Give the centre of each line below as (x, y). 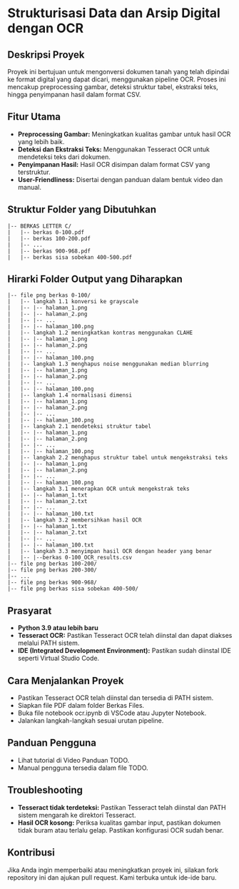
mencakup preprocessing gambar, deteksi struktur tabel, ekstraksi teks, (113, 87)
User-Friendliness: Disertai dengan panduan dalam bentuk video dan (120, 179)
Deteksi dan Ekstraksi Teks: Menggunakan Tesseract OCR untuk (114, 149)
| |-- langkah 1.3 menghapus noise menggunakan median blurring (108, 364)
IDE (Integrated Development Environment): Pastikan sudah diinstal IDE (124, 651)
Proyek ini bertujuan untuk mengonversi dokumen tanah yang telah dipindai (118, 72)
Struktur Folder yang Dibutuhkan (82, 209)
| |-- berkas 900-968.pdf (49, 251)
